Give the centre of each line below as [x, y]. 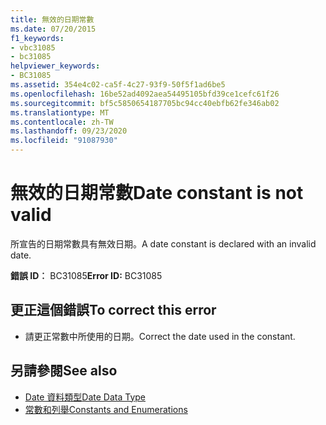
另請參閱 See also [64, 371]
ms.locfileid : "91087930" [64, 141]
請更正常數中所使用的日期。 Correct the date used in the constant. [160, 336]
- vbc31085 [33, 47]
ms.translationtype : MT [60, 112]
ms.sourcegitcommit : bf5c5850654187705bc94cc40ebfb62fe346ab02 [145, 103]
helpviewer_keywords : [55, 66]
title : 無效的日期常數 [52, 19]
